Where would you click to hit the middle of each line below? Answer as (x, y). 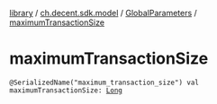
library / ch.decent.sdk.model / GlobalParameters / (104, 13)
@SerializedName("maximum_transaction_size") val (104, 82)
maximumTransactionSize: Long (66, 90)
